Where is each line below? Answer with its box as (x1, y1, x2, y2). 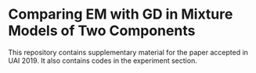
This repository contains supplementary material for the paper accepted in (8, 47, 249, 57)
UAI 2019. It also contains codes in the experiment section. (8, 56, 197, 65)
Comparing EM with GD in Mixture (8, 5, 233, 23)
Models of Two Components (8, 22, 196, 40)
